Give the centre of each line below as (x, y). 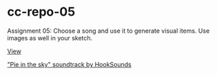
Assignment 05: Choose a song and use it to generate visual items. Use (108, 31)
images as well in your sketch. (50, 37)
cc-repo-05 (41, 12)
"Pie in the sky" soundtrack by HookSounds (70, 64)
